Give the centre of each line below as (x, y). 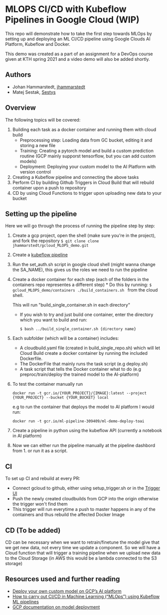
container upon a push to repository (49, 187)
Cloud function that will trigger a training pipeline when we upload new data (83, 553)
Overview (21, 108)
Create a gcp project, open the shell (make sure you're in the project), (84, 236)
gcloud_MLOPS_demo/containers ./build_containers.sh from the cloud (85, 290)
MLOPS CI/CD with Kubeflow (66, 9)
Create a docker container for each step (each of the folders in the (81, 280)
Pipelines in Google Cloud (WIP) (72, 20)
